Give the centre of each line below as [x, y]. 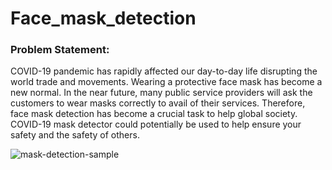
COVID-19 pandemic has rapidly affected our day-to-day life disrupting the [164, 71]
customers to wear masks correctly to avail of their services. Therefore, [158, 103]
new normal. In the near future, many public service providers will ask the [161, 93]
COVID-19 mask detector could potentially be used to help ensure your [156, 124]
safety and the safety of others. [75, 135]
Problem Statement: [60, 50]
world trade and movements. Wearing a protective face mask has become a [166, 82]
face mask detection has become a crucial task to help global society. [154, 114]
